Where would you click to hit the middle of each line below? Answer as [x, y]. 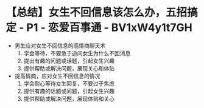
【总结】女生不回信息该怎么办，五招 [97, 12]
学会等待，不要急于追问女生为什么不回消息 [77, 53]
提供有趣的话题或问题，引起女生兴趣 [69, 91]
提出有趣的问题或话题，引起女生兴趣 [69, 61]
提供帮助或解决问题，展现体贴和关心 [69, 98]
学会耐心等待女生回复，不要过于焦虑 [69, 83]
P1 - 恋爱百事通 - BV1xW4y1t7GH [109, 28]
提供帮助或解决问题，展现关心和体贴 [69, 68]
